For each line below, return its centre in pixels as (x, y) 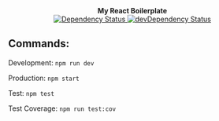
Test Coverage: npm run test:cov (62, 108)
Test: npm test (32, 93)
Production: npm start (44, 78)
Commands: (39, 44)
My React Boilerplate (132, 11)
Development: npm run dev (51, 62)
